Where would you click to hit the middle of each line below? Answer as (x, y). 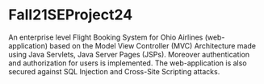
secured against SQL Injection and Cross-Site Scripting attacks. (114, 71)
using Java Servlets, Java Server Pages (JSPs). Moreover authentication (129, 54)
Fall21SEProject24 (71, 15)
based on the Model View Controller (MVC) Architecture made (153, 45)
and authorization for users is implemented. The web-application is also (128, 63)
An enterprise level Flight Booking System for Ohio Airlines (106, 37)
